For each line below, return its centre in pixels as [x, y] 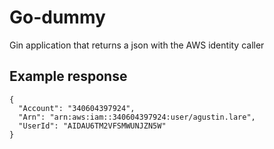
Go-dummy [57, 17]
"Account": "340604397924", [77, 108]
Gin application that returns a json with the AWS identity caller [137, 45]
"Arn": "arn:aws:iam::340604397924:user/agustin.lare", [137, 117]
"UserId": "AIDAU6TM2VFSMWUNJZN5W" [92, 126]
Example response [68, 76]
